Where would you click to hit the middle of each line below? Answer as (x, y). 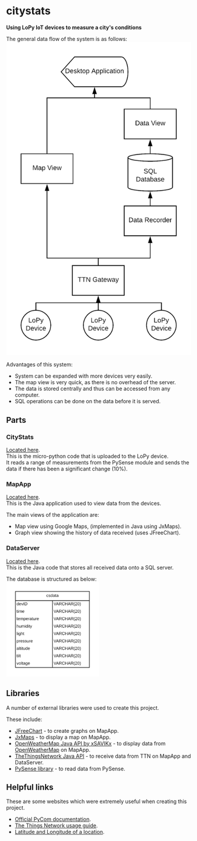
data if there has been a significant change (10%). (67, 469)
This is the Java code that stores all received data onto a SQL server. (90, 567)
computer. (27, 395)
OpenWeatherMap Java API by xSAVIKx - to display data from (90, 743)
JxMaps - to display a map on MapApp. (63, 737)
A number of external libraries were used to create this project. (83, 707)
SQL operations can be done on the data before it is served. (88, 401)
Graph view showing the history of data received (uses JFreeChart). (97, 533)
